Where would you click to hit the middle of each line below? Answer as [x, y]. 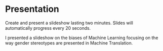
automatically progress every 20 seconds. [48, 28]
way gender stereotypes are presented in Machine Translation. [69, 43]
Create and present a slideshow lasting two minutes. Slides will [69, 23]
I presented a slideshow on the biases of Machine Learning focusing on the [82, 38]
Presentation [32, 9]
